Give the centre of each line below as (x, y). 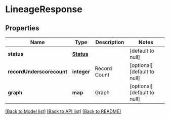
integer (81, 72)
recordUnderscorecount (37, 72)
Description (110, 42)
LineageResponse (44, 9)
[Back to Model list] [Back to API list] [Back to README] (63, 111)
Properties (22, 28)
